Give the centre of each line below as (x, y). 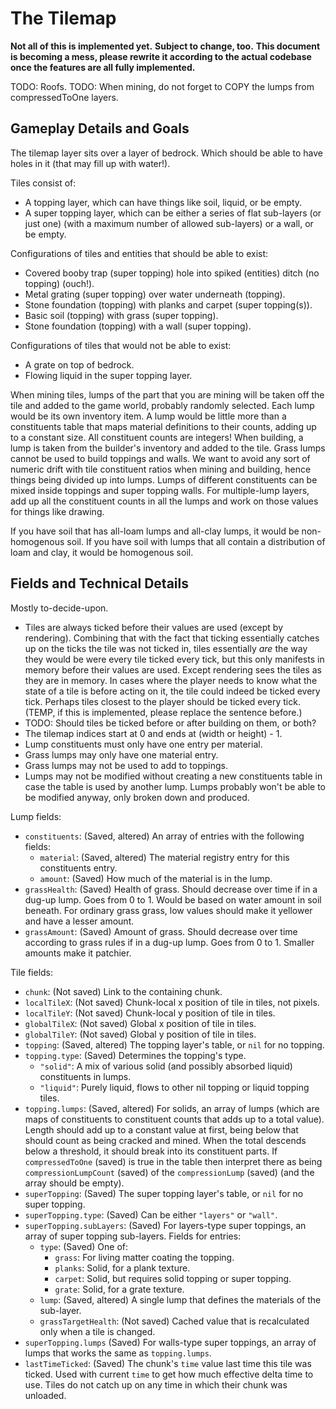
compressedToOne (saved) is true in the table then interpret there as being (173, 1161)
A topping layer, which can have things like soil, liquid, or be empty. (163, 202)
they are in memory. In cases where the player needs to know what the (171, 680)
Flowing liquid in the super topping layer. (108, 375)
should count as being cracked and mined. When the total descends (165, 1140)
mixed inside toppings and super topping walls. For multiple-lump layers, (160, 490)
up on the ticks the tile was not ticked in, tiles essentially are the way (166, 648)
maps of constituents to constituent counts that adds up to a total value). (174, 1119)
